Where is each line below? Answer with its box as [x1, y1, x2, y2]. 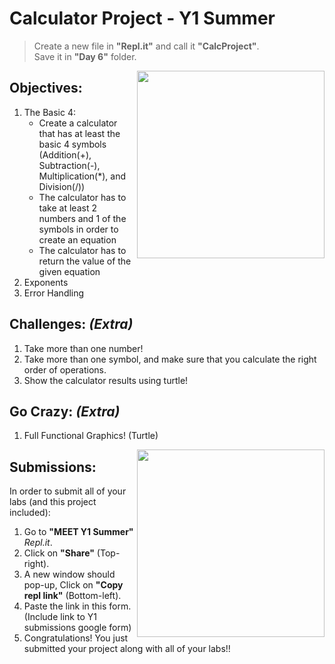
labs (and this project [9, 496, 97, 508]
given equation [38, 265, 101, 277]
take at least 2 [38, 202, 97, 214]
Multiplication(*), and [38, 170, 126, 182]
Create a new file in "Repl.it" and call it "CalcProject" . [33, 40, 260, 52]
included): [9, 507, 51, 519]
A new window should [23, 568, 116, 581]
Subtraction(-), [38, 159, 101, 171]
